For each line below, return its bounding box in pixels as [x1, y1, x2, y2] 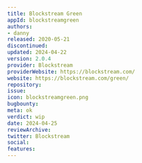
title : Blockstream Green [7, 10, 82, 17]
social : [7, 139, 30, 146]
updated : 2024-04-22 [7, 49, 68, 56]
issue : [7, 87, 26, 94]
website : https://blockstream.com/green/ [7, 74, 129, 82]
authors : [7, 23, 33, 30]
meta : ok [7, 107, 33, 114]
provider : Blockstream [7, 62, 73, 69]
